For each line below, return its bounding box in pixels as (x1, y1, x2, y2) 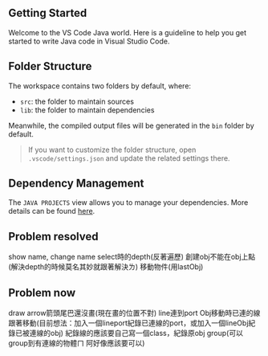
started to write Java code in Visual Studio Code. (8, 36, 170, 46)
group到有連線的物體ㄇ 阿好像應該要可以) (8, 338, 145, 348)
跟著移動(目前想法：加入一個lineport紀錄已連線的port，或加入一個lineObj (8, 318, 249, 328)
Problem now (8, 285, 76, 300)
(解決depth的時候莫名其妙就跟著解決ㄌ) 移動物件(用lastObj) (8, 262, 204, 272)
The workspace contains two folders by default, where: (8, 80, 191, 91)
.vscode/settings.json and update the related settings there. (27, 153, 230, 163)
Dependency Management (8, 177, 144, 190)
